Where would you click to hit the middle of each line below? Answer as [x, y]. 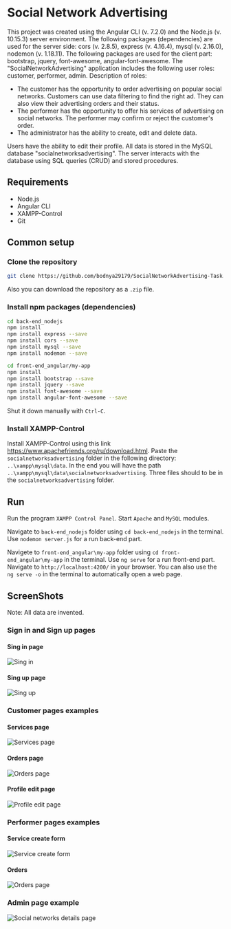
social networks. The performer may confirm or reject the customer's [115, 118]
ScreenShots [35, 596]
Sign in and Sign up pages [52, 630]
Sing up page [26, 677]
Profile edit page [31, 789]
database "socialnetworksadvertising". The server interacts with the [103, 153]
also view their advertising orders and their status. [88, 103]
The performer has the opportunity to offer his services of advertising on [120, 111]
